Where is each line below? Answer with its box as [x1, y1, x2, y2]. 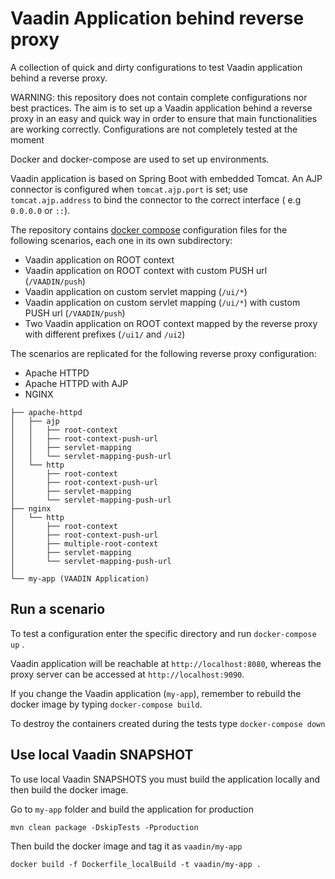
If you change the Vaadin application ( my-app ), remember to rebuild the [10, 687, 302, 699]
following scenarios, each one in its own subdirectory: [10, 234, 233, 246]
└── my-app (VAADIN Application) [10, 573, 150, 584]
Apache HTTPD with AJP [24, 377, 129, 389]
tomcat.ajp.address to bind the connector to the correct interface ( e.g [10, 193, 302, 206]
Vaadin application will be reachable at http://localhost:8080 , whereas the [10, 657, 322, 669]
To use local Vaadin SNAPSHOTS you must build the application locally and [10, 773, 321, 785]
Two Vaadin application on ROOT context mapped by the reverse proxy [24, 317, 318, 329]
